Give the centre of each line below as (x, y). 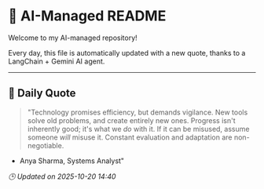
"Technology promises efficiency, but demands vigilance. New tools (137, 112)
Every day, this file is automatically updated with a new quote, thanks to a (127, 53)
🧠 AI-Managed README (87, 16)
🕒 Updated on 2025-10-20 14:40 (62, 176)
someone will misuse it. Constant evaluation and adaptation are (130, 137)
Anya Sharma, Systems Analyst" (71, 161)
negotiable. (46, 145)
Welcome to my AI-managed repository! (73, 38)
